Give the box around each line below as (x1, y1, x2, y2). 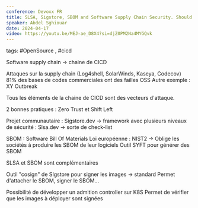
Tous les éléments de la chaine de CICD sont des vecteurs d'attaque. (6, 94, 175, 102)
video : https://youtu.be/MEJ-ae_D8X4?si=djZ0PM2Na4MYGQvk (6, 31, 152, 37)
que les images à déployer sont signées (6, 195, 103, 202)
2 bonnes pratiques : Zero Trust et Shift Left (6, 106, 113, 113)
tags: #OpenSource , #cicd (6, 47, 72, 54)
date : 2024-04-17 (6, 25, 49, 31)
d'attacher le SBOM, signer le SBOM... (6, 177, 100, 184)
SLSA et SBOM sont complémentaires (6, 159, 99, 166)
